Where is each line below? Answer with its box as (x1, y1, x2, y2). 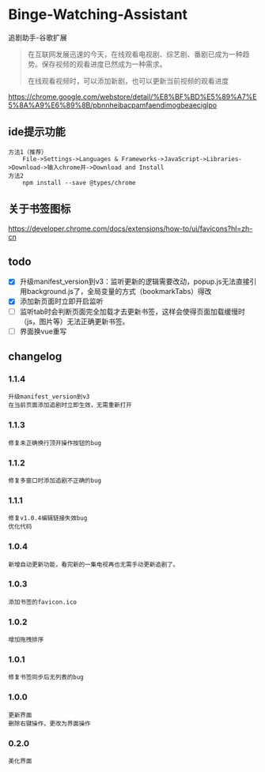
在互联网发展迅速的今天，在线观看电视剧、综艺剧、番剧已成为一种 (27, 49, 243, 58)
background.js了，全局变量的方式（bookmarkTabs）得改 (26, 287, 212, 296)
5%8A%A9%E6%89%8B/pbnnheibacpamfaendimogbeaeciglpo (8, 100, 218, 110)
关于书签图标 (8, 202, 71, 216)
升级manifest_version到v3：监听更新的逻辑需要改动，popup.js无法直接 (19, 277, 250, 286)
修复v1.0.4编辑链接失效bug (8, 514, 88, 522)
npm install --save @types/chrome (22, 179, 136, 186)
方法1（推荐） (8, 148, 47, 156)
